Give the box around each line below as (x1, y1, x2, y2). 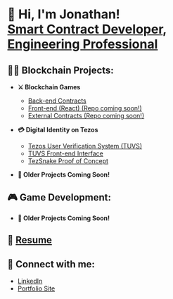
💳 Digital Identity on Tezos (17, 126, 98, 134)
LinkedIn (17, 277, 43, 286)
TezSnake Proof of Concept (27, 157, 109, 165)
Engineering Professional (7, 37, 158, 52)
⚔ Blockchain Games (17, 83, 81, 91)
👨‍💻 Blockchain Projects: (7, 64, 114, 76)
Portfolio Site (17, 284, 56, 293)
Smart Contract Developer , (7, 21, 167, 37)
